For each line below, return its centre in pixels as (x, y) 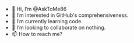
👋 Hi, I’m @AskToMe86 (39, 9)
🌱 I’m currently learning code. (47, 21)
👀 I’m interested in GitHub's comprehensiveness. (70, 15)
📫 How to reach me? (37, 34)
